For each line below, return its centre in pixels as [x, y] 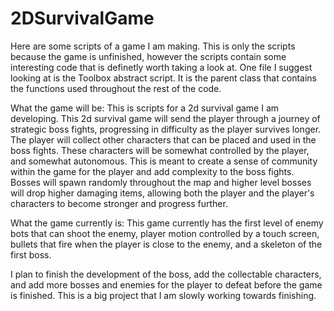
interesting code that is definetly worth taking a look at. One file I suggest [161, 67]
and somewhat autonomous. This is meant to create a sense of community [164, 161]
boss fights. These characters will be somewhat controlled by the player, [160, 150]
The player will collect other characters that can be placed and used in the [163, 139]
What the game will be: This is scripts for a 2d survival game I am [145, 108]
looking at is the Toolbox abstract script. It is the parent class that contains [163, 78]
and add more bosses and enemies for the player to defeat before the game [166, 284]
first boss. [31, 254]
